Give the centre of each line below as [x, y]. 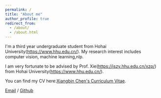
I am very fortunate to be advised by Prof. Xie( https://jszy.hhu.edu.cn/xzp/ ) [81, 66]
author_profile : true [27, 19]
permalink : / [18, 10]
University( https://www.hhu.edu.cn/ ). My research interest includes [73, 51]
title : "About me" [24, 14]
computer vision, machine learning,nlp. [45, 57]
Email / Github [19, 90]
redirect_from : [21, 23]
